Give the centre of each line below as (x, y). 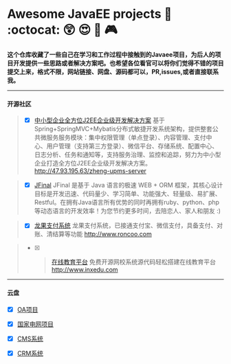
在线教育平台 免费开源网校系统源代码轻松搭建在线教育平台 (134, 262)
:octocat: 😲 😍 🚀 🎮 (63, 30)
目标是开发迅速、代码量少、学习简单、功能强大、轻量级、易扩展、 (128, 194)
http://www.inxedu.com (85, 270)
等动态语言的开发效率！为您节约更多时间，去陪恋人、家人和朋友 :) (128, 211)
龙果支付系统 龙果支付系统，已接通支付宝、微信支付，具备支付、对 (129, 225)
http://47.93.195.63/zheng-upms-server (90, 171)
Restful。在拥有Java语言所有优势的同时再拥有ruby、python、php (127, 203)
